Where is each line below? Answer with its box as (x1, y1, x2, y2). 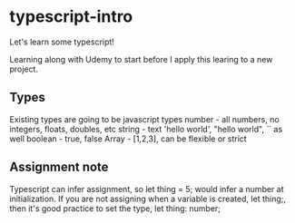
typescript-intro (9, 6, 133, 27)
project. (9, 63, 39, 74)
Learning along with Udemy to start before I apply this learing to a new (9, 53, 273, 64)
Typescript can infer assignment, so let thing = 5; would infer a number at (9, 183, 284, 194)
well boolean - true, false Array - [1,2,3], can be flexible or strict (9, 133, 247, 144)
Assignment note (9, 160, 109, 175)
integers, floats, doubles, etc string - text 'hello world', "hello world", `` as (9, 123, 283, 134)
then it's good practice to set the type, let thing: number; (9, 202, 221, 214)
